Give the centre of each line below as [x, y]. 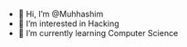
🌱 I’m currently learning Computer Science [98, 33]
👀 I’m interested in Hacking [69, 23]
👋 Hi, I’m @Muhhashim [61, 14]
